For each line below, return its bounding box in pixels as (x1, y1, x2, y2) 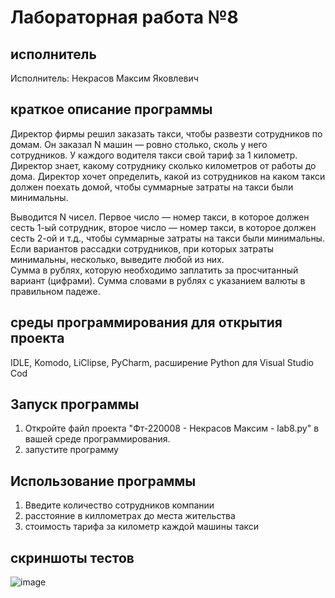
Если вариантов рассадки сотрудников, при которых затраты (10, 242, 275, 255)
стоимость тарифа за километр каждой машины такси (24, 521, 260, 533)
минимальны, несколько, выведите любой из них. (10, 253, 225, 265)
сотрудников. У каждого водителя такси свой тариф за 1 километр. (10, 149, 298, 161)
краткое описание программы (10, 101, 213, 118)
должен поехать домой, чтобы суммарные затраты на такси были (10, 181, 294, 193)
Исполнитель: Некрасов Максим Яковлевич (10, 72, 199, 84)
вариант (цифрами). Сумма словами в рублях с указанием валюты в (10, 274, 306, 286)
